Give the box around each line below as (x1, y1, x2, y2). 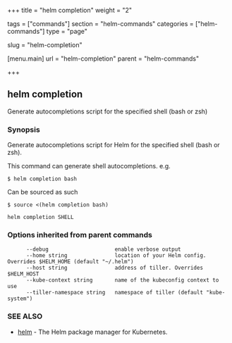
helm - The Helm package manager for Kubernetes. (17, 328, 168, 336)
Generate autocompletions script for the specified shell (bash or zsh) (7, 107, 208, 116)
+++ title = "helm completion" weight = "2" (7, 6, 133, 14)
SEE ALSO (7, 311, 43, 321)
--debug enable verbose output (25, 246, 181, 253)
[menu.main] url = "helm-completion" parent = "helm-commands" (7, 54, 200, 63)
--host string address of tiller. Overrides (25, 264, 203, 272)
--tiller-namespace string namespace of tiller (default (25, 289, 203, 297)
